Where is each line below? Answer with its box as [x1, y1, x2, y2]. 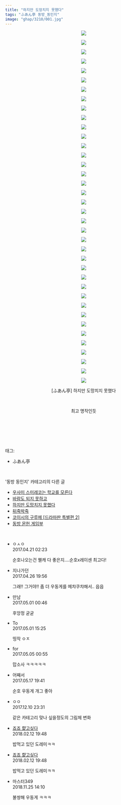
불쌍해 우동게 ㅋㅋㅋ [12, 794, 51, 800]
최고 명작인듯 [71, 408, 97, 414]
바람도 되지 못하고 [12, 496, 47, 502]
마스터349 [12, 778, 33, 784]
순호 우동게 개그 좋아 [12, 688, 53, 694]
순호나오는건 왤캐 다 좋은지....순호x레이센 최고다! [12, 557, 107, 563]
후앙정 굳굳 [12, 610, 34, 616]
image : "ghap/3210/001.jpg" [5, 17, 64, 22]
